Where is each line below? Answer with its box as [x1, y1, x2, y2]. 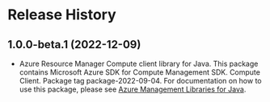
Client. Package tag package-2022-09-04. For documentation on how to [19, 76, 262, 85]
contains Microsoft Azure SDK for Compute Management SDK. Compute [19, 67, 260, 77]
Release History [7, 6, 116, 24]
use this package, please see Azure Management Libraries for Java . [19, 84, 247, 94]
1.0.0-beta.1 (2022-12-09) [7, 38, 141, 51]
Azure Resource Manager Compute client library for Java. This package [19, 59, 259, 68]
